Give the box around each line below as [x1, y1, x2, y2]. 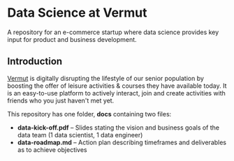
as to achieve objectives [17, 145, 87, 154]
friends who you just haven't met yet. [7, 96, 115, 105]
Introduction [7, 56, 63, 68]
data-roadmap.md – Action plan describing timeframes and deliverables [17, 138, 227, 146]
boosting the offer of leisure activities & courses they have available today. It [7, 82, 227, 90]
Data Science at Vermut [7, 5, 147, 21]
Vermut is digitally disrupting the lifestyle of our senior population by [7, 74, 205, 82]
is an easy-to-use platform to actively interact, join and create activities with [7, 89, 226, 97]
